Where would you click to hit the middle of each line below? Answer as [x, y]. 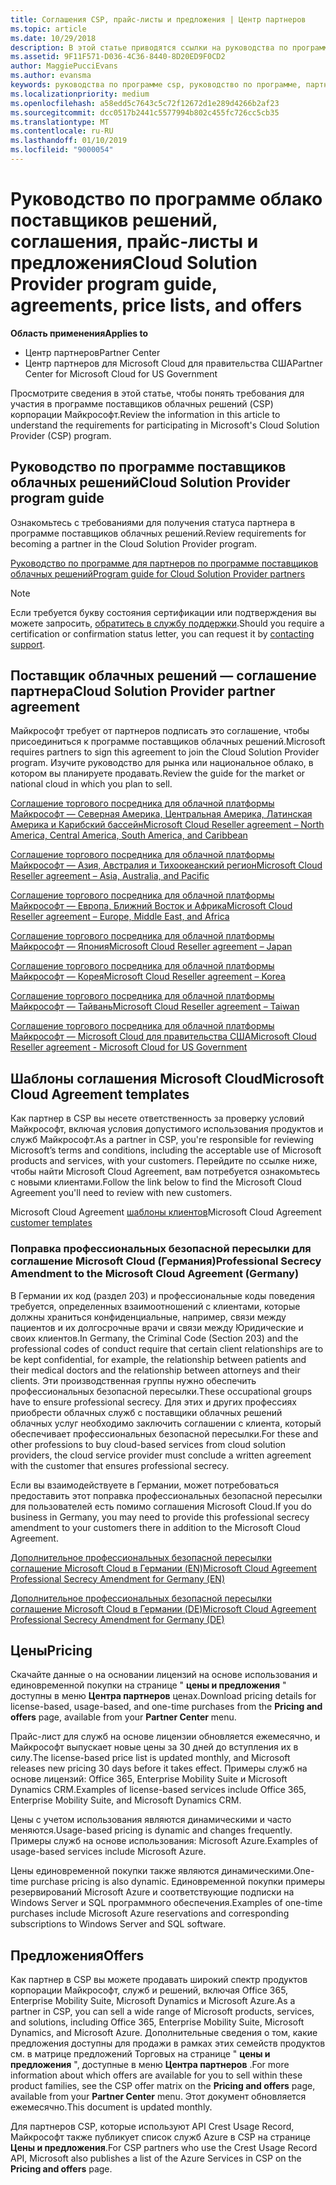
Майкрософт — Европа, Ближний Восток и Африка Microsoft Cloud [151, 906]
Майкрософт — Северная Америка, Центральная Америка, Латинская [161, 814]
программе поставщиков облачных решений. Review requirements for [158, 533]
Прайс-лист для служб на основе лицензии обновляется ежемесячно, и [165, 1737]
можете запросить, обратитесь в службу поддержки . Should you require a [167, 623]
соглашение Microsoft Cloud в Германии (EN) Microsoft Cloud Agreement [164, 1568]
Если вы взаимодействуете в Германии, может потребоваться [144, 1485]
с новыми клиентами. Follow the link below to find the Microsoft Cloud [156, 1182]
